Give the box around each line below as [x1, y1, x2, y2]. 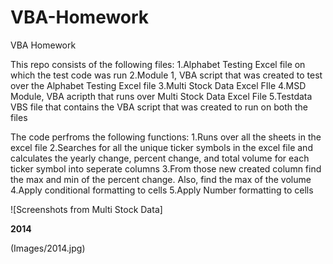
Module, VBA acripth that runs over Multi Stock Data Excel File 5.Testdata [10, 90, 313, 102]
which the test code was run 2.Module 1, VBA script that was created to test [10, 69, 323, 81]
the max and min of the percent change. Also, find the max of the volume [10, 173, 312, 185]
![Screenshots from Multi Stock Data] [10, 203, 163, 215]
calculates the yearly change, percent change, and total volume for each [10, 152, 310, 164]
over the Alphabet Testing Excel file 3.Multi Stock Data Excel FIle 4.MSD [10, 79, 307, 91]
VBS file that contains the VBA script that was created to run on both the [10, 101, 308, 113]
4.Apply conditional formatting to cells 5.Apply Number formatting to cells [10, 184, 314, 196]
